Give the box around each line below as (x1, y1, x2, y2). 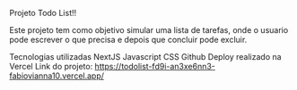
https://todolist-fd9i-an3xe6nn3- (94, 61, 215, 71)
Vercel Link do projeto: (9, 61, 93, 71)
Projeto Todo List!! (9, 8, 77, 18)
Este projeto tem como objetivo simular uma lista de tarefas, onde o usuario (9, 25, 289, 35)
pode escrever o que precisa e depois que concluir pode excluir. (9, 35, 248, 45)
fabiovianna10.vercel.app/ (9, 70, 105, 81)
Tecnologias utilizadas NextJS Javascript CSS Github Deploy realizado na (9, 52, 282, 61)
